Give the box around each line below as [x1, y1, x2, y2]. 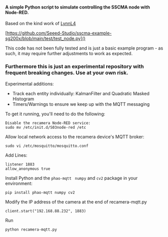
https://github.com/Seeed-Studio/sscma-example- [7, 30, 112, 36]
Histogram [12, 96, 34, 102]
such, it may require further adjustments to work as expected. [5, 51, 133, 57]
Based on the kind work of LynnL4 [5, 21, 76, 27]
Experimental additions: [5, 81, 54, 87]
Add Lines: [5, 152, 28, 158]
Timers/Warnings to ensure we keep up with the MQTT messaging [12, 101, 150, 107]
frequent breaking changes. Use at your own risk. [5, 69, 129, 76]
